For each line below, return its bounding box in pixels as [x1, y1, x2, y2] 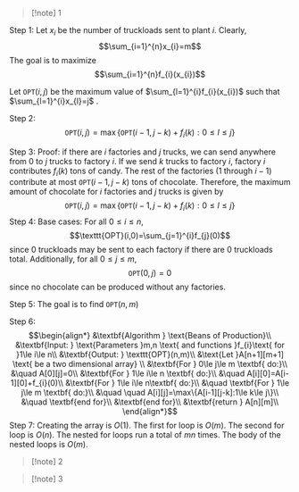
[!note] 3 [30, 473, 63, 485]
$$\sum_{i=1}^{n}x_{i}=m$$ [98, 40, 202, 52]
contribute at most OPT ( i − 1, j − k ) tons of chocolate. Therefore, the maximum [9, 177, 291, 188]
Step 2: [9, 113, 36, 123]
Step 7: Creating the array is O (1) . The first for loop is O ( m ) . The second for [9, 420, 285, 431]
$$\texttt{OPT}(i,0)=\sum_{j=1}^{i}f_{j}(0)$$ [70, 230, 230, 241]
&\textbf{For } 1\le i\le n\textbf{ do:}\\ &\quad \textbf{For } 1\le [65, 378, 290, 388]
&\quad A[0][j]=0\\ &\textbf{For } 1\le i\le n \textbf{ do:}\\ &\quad [10, 368, 245, 379]
